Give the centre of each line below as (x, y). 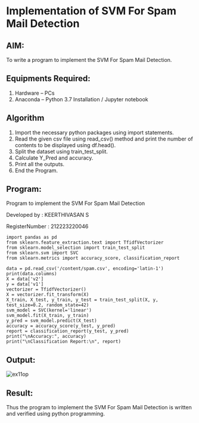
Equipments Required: (48, 79)
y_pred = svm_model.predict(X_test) (52, 321)
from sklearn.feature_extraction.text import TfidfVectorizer (85, 242)
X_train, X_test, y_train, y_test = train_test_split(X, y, (83, 300)
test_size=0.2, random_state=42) (48, 305)
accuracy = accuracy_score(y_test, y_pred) (61, 326)
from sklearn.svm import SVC (42, 253)
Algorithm (25, 118)
